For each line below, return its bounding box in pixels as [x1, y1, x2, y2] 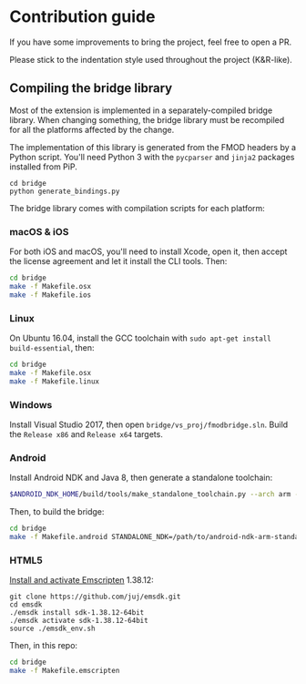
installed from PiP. [9, 161, 77, 172]
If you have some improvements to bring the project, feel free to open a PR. [9, 36, 292, 47]
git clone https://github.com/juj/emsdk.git [9, 592, 181, 602]
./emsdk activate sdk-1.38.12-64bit [9, 617, 148, 626]
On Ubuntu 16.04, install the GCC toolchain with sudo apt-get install [9, 332, 271, 343]
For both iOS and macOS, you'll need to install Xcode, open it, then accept [9, 246, 288, 257]
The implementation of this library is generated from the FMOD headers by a [9, 141, 297, 152]
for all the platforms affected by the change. [9, 124, 175, 135]
